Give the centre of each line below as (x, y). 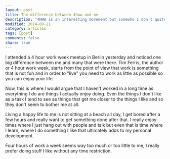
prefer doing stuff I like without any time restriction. (59, 151)
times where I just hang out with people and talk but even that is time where (84, 125)
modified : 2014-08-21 (28, 24)
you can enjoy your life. (30, 78)
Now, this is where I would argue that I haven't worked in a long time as (79, 88)
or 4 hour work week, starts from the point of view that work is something (82, 68)
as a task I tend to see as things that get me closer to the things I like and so (84, 99)
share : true (18, 43)
